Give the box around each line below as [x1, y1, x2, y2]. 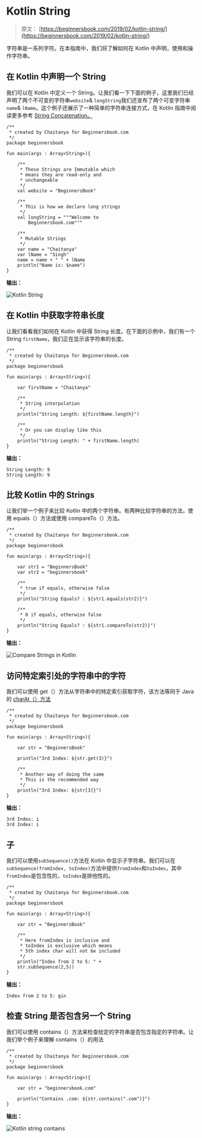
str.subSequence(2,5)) [17, 964, 75, 970]
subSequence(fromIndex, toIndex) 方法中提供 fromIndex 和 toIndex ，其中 [6, 864, 182, 872]
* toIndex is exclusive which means [19, 943, 113, 949]
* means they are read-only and [19, 171, 102, 178]
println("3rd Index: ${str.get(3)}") [17, 756, 113, 762]
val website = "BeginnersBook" [17, 187, 96, 194]
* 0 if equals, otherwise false [19, 612, 102, 618]
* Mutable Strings [19, 235, 67, 241]
